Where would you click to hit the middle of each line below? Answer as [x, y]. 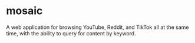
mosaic [24, 11]
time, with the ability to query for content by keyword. [71, 33]
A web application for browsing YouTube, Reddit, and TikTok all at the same [97, 27]
